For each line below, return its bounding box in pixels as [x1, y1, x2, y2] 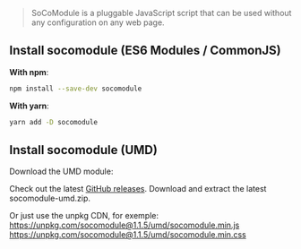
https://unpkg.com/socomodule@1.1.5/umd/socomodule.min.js [9, 219, 240, 231]
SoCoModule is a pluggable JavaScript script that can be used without [30, 8, 292, 18]
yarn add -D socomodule [9, 117, 99, 126]
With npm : [9, 66, 49, 77]
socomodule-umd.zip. [9, 193, 91, 204]
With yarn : [9, 100, 49, 111]
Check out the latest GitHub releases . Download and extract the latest [9, 184, 267, 194]
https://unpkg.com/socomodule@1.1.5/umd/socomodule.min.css [9, 229, 246, 240]
